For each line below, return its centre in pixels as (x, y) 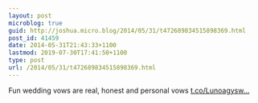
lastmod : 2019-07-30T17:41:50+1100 (68, 53)
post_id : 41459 (34, 38)
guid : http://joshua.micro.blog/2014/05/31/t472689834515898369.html (127, 30)
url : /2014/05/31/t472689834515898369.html (82, 68)
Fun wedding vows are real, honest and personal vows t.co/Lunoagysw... (129, 90)
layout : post (30, 16)
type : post (27, 61)
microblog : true (35, 23)
